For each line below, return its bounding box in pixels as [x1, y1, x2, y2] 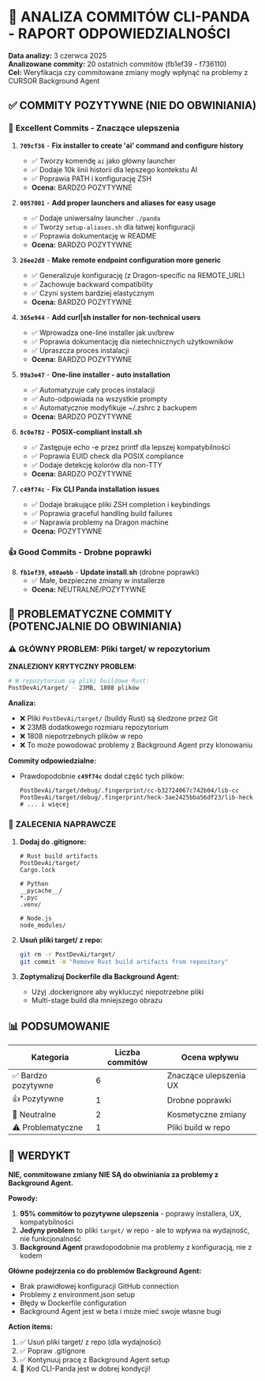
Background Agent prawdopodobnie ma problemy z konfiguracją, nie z [19, 1243, 252, 1252]
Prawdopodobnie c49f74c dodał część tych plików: [19, 771, 185, 781]
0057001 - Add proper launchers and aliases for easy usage [19, 198, 216, 207]
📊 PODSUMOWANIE [8, 1019, 110, 1033]
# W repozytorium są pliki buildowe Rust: [8, 676, 150, 685]
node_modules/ [19, 921, 66, 929]
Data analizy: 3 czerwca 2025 [8, 51, 107, 60]
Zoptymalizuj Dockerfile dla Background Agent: [19, 972, 180, 981]
